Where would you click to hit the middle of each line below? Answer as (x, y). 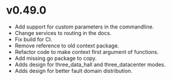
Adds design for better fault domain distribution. (73, 71)
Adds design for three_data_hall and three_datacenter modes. (90, 64)
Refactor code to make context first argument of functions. (87, 52)
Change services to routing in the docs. (63, 33)
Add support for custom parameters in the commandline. (84, 27)
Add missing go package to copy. (56, 58)
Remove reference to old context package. (67, 46)
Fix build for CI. (33, 39)
